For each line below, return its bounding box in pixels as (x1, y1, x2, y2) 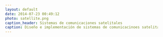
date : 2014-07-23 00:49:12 (5, 12, 60, 16)
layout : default (5, 7, 38, 12)
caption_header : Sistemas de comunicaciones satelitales (5, 20, 123, 25)
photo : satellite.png (5, 16, 49, 21)
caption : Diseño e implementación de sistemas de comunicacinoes (5, 25, 140, 30)
